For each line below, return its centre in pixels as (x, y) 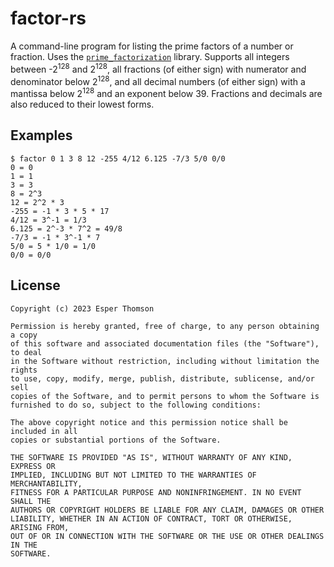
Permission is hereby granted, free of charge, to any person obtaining (165, 326)
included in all (44, 431)
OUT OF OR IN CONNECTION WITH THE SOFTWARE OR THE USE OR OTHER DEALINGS (167, 536)
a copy (24, 335)
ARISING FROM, (40, 527)
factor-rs (48, 18)
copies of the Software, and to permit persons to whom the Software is (165, 396)
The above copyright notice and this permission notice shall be (149, 422)
